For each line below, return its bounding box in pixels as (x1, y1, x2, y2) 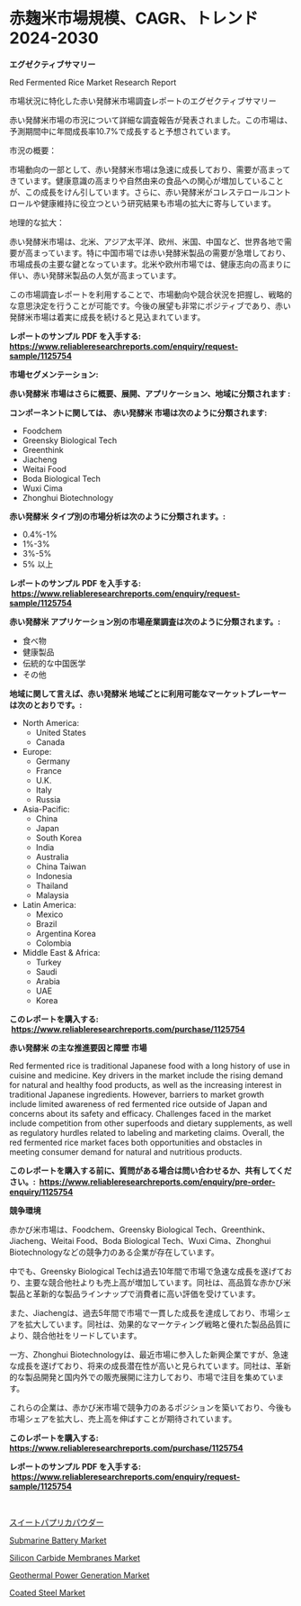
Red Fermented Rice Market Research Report (9, 77, 177, 87)
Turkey (35, 957, 62, 967)
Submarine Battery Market (9, 1535, 107, 1546)
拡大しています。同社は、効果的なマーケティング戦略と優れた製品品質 (24, 1319, 284, 1329)
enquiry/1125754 (9, 1186, 74, 1197)
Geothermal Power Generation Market (9, 1569, 150, 1581)
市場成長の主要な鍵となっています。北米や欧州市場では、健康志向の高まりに (9, 259, 292, 269)
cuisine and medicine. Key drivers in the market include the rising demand (9, 1069, 284, 1081)
